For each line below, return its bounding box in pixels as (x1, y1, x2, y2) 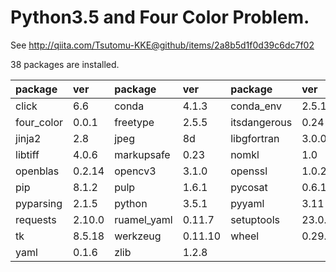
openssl (230, 164, 268, 178)
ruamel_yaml (114, 212, 173, 226)
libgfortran (230, 131, 280, 145)
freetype (114, 115, 155, 129)
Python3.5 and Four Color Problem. (10, 6, 310, 29)
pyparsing (15, 196, 63, 210)
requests (15, 212, 57, 226)
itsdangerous (230, 115, 293, 129)
